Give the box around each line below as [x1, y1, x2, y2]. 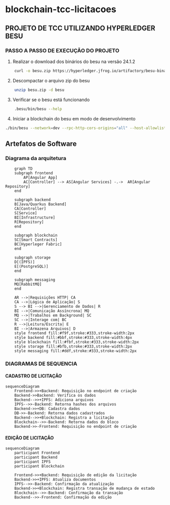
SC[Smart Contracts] [14, 237, 58, 242]
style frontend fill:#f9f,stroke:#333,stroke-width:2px [14, 331, 135, 336]
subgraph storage [14, 255, 51, 260]
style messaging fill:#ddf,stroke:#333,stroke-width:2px [14, 349, 137, 354]
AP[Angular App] [23, 175, 58, 180]
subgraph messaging [14, 277, 56, 282]
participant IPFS [14, 459, 51, 464]
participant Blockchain [14, 464, 65, 469]
